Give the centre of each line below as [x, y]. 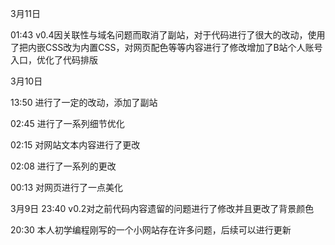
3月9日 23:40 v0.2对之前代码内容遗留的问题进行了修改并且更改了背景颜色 [162, 208]
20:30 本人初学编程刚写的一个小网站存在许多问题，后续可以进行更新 [151, 230]
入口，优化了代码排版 [54, 60]
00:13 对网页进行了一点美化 [66, 187]
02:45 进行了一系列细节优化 [67, 123]
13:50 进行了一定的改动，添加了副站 [84, 102]
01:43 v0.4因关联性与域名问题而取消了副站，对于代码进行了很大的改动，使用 [168, 35]
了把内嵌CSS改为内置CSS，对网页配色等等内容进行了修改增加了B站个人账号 [166, 47]
